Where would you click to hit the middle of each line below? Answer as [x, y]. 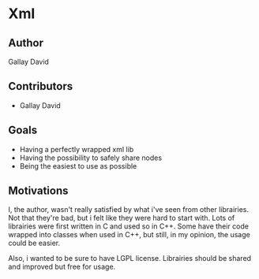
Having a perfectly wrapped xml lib [77, 149]
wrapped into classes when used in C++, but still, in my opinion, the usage [129, 235]
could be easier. [34, 243]
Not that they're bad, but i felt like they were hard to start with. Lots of [122, 218]
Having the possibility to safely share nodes [91, 158]
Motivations [38, 191]
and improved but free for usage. [62, 267]
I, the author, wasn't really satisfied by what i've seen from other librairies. [128, 210]
